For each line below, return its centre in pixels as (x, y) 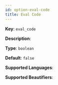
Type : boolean (20, 48)
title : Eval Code (23, 14)
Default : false (20, 57)
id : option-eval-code (28, 10)
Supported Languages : (29, 67)
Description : (18, 38)
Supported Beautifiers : (29, 77)
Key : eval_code (21, 28)
